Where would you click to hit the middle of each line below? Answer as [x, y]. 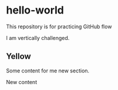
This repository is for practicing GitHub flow [59, 26]
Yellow [18, 56]
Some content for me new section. [48, 71]
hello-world [35, 10]
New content [21, 82]
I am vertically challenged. [38, 38]
